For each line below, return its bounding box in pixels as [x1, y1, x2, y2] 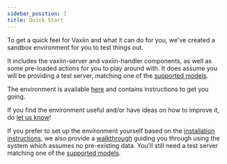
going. [7, 92, 26, 101]
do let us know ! [7, 113, 52, 122]
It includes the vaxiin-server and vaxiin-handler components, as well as [7, 56, 212, 65]
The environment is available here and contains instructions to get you [7, 85, 209, 93]
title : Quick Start [7, 17, 64, 24]
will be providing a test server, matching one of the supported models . [7, 71, 209, 80]
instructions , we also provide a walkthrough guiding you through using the [7, 133, 221, 142]
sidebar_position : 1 [7, 10, 68, 17]
